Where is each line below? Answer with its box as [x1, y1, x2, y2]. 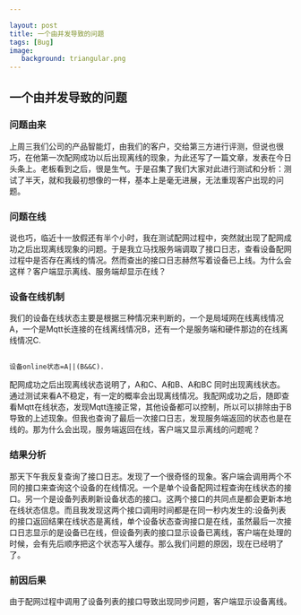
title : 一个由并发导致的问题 [9, 29, 105, 39]
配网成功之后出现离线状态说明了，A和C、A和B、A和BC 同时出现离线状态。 [9, 379, 285, 390]
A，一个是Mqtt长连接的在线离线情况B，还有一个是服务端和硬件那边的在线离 [9, 324, 288, 334]
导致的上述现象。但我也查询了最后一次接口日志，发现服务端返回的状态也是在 [9, 413, 292, 424]
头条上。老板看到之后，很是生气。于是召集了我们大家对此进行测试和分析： [9, 163, 284, 174]
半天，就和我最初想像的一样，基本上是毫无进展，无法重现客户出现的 [24, 174, 276, 185]
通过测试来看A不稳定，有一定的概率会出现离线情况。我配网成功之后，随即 [9, 391, 282, 402]
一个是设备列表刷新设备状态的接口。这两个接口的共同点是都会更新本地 [32, 493, 292, 504]
